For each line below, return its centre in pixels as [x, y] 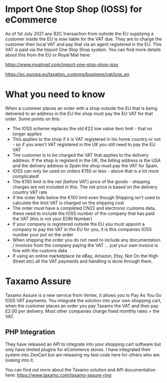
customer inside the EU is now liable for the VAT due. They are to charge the [83, 39]
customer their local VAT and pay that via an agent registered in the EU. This [83, 44]
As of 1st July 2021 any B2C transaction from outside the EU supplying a [79, 33]
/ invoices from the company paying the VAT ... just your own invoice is [85, 245]
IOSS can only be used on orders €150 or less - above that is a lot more [86, 171]
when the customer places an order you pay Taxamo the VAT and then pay [82, 306]
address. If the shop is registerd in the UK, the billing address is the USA [86, 160]
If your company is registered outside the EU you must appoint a [79, 224]
